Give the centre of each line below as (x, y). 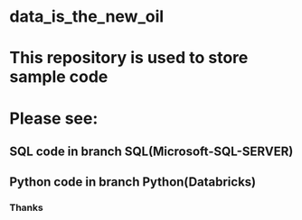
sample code (59, 77)
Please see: (54, 118)
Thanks (26, 207)
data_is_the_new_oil (87, 17)
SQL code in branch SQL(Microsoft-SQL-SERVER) (151, 151)
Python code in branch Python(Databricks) (133, 182)
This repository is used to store (129, 58)
